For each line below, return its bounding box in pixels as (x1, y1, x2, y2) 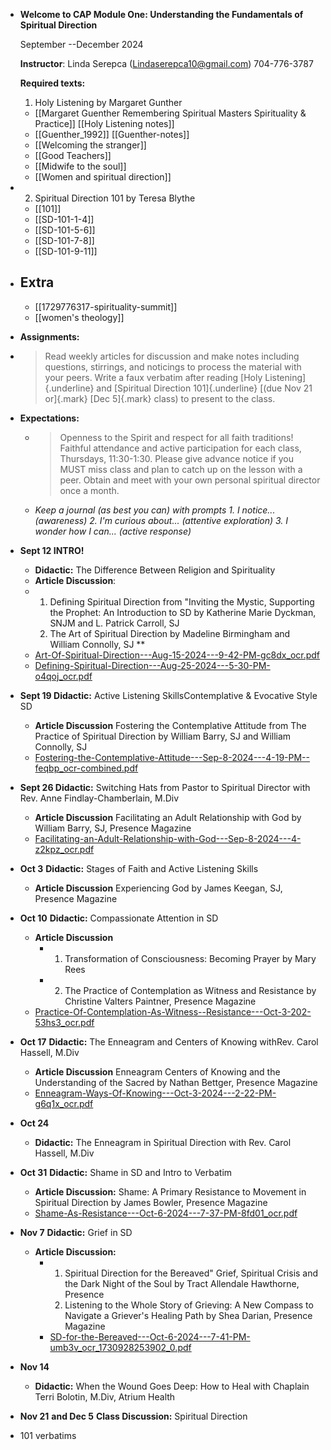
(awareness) (34, 514, 88, 526)
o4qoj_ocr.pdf (34, 670, 93, 682)
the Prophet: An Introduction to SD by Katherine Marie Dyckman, (49, 606, 317, 618)
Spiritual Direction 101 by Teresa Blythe (34, 192, 196, 204)
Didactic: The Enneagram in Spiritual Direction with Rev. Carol (34, 1136, 292, 1148)
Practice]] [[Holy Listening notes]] (34, 118, 175, 129)
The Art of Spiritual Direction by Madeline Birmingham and (49, 627, 291, 639)
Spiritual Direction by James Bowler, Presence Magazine (34, 1196, 268, 1208)
